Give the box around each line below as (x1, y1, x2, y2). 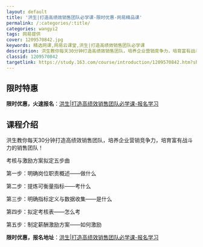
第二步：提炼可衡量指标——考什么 (6, 183, 91, 190)
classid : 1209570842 (6, 54, 59, 60)
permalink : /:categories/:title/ (6, 20, 91, 26)
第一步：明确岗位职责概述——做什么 (6, 170, 97, 177)
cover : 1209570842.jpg (6, 37, 63, 43)
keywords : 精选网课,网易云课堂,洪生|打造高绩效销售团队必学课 (6, 43, 145, 49)
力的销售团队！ (6, 144, 43, 151)
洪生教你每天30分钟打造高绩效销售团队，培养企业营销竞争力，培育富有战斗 (6, 137, 193, 144)
